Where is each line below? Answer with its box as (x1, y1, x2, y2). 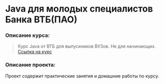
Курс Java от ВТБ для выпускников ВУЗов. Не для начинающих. (17, 44, 156, 50)
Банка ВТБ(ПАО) (5, 14, 78, 25)
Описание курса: (5, 32, 50, 39)
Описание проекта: (5, 61, 56, 68)
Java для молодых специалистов (5, 3, 153, 15)
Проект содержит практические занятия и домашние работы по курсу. (5, 73, 159, 79)
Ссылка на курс (17, 49, 52, 55)
